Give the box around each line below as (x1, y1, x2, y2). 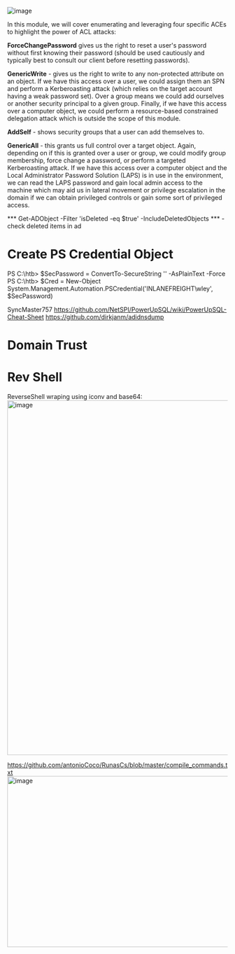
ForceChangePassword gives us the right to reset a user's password (7, 41, 207, 49)
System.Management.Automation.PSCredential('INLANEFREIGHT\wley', (7, 284, 213, 293)
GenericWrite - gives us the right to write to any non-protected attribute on (7, 70, 225, 78)
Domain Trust (7, 337, 87, 353)
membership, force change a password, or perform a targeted (7, 156, 186, 164)
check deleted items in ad (7, 222, 82, 230)
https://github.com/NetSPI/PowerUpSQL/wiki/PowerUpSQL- (53, 305, 227, 314)
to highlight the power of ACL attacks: (7, 28, 117, 36)
